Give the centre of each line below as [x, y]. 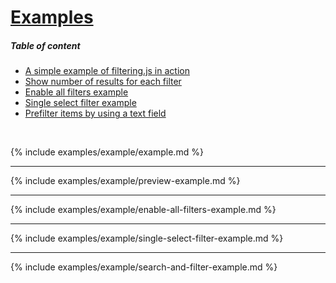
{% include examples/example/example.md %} [107, 152]
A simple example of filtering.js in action [107, 71]
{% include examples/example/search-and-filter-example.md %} [144, 267]
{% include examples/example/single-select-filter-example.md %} [147, 238]
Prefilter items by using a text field [95, 113]
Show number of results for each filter [103, 82]
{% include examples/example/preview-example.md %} [125, 181]
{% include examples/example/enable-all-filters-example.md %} [143, 210]
